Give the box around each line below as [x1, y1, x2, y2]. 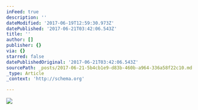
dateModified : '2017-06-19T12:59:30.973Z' [6, 20, 114, 26]
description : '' [6, 14, 47, 20]
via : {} [6, 48, 26, 54]
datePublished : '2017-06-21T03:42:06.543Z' [6, 25, 117, 32]
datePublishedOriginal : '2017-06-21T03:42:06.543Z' [6, 59, 138, 65]
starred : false [6, 53, 45, 60]
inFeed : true [6, 8, 39, 15]
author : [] [6, 37, 34, 43]
